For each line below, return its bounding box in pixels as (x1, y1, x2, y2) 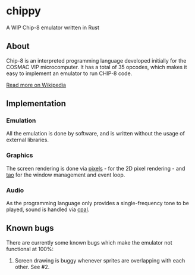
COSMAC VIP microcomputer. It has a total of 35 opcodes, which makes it (6, 63, 187, 70)
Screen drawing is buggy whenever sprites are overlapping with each (14, 257, 185, 264)
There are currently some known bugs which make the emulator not (6, 239, 172, 246)
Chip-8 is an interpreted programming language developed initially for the (6, 57, 187, 64)
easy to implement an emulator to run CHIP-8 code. (6, 70, 133, 77)
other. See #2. (14, 263, 50, 270)
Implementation (6, 98, 67, 109)
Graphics (6, 151, 33, 159)
